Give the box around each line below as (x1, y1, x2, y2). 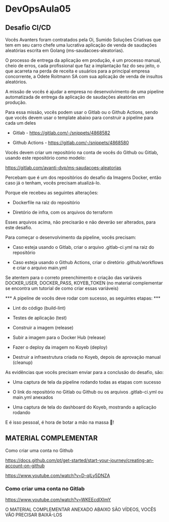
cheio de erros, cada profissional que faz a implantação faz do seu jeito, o (5, 63, 160, 68)
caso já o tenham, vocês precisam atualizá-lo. (5, 180, 101, 185)
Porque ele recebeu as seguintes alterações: (5, 190, 99, 196)
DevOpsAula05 (5, 3, 71, 15)
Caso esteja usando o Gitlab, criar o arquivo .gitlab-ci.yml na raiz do (12, 244, 154, 250)
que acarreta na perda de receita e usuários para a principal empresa (5, 68, 150, 74)
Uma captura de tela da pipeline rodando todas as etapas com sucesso (12, 379, 161, 385)
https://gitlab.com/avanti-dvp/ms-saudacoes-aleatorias (5, 165, 121, 170)
